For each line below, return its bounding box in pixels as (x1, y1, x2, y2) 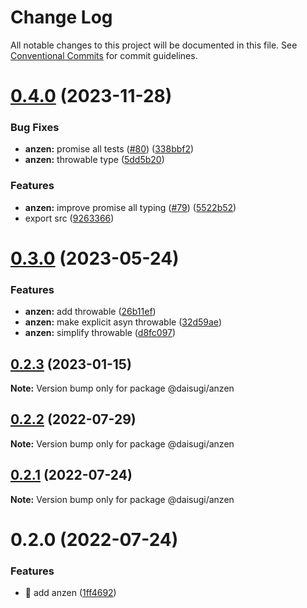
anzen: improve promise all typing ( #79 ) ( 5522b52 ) (24, 201, 237, 213)
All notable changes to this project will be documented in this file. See (10, 39, 298, 51)
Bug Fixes (10, 121, 60, 135)
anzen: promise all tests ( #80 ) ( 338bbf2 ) (24, 143, 195, 155)
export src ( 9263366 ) (24, 212, 115, 224)
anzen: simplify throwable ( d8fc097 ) (24, 327, 177, 339)
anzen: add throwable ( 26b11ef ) (24, 306, 157, 318)
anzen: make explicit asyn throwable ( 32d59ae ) (24, 316, 222, 328)
